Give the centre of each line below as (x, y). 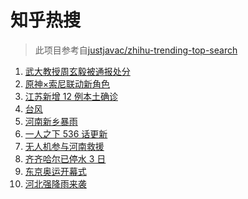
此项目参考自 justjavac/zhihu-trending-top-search (136, 50)
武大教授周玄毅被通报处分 (77, 71)
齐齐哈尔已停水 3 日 (65, 158)
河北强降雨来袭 (55, 183)
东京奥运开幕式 (55, 171)
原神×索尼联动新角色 (67, 83)
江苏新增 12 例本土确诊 (71, 96)
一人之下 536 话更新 (66, 133)
